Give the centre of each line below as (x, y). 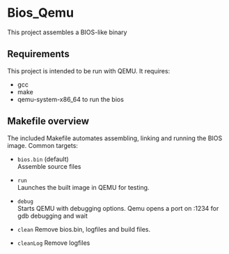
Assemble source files (49, 166)
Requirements (38, 54)
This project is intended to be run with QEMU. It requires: (89, 70)
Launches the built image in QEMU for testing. (83, 187)
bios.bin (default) (43, 159)
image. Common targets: (43, 145)
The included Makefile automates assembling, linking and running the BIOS (115, 138)
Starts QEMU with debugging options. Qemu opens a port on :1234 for (118, 208)
